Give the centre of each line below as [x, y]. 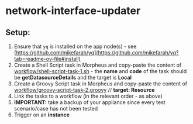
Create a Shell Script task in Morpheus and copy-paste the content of [98, 65]
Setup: [18, 32]
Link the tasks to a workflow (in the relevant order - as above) [88, 96]
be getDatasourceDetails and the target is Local [73, 77]
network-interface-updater [73, 11]
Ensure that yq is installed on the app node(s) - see [75, 46]
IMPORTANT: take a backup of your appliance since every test [89, 102]
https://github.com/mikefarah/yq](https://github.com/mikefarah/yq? [97, 53]
